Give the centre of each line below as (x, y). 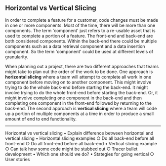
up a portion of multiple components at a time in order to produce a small (80, 114)
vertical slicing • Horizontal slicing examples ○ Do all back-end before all (80, 138)
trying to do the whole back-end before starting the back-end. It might (77, 87)
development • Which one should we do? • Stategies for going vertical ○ (80, 154)
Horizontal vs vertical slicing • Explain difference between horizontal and (79, 133)
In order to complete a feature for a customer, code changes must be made (82, 20)
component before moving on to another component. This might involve (78, 82)
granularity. (17, 57)
